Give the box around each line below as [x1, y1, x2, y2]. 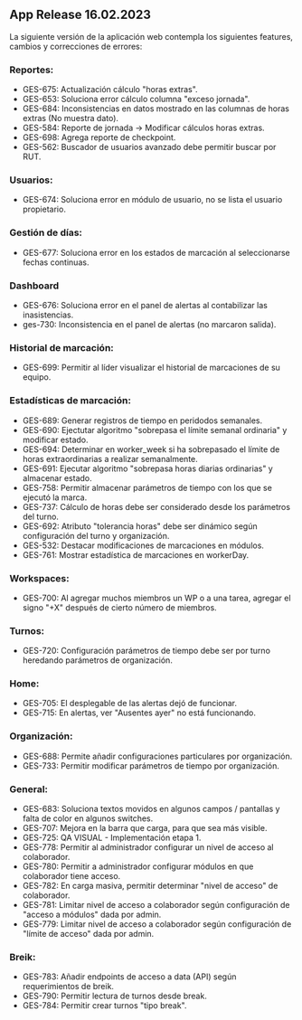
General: [9, 782, 48, 795]
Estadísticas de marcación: [9, 394, 131, 407]
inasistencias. [22, 309, 74, 320]
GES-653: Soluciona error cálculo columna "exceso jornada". [22, 94, 250, 105]
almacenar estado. [22, 472, 92, 483]
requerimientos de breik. [22, 981, 115, 992]
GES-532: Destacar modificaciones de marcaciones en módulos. [22, 540, 265, 551]
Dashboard [9, 279, 60, 292]
